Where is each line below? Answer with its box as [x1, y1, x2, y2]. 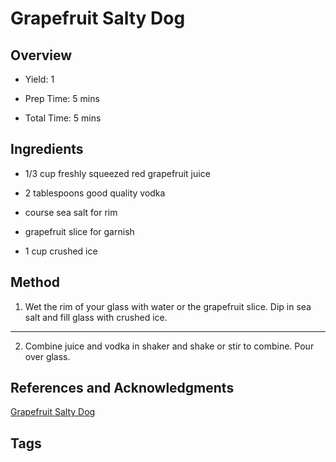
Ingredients [10, 141, 84, 158]
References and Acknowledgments [10, 380, 235, 397]
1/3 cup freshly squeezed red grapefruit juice [24, 167, 211, 179]
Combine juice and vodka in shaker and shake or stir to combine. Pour [24, 340, 315, 352]
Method [10, 274, 61, 291]
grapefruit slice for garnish [24, 225, 135, 237]
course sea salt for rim [24, 206, 118, 218]
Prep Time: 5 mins [24, 93, 100, 104]
